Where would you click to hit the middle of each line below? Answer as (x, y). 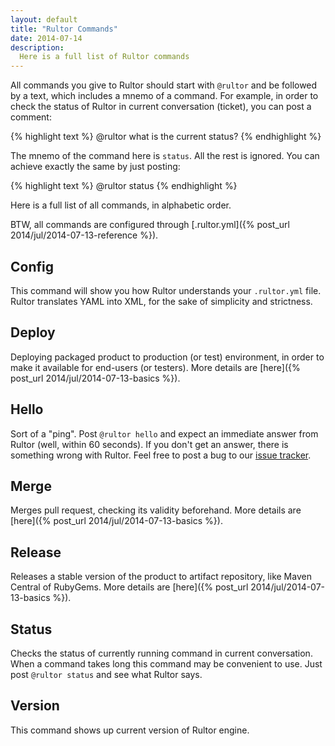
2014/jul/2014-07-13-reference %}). (84, 235)
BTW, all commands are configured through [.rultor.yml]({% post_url (150, 225)
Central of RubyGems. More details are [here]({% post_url (129, 587)
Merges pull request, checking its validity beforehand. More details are (156, 510)
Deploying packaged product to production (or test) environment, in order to (167, 357)
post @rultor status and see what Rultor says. (106, 674)
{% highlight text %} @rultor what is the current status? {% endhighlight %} (166, 137)
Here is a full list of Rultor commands (104, 57)
